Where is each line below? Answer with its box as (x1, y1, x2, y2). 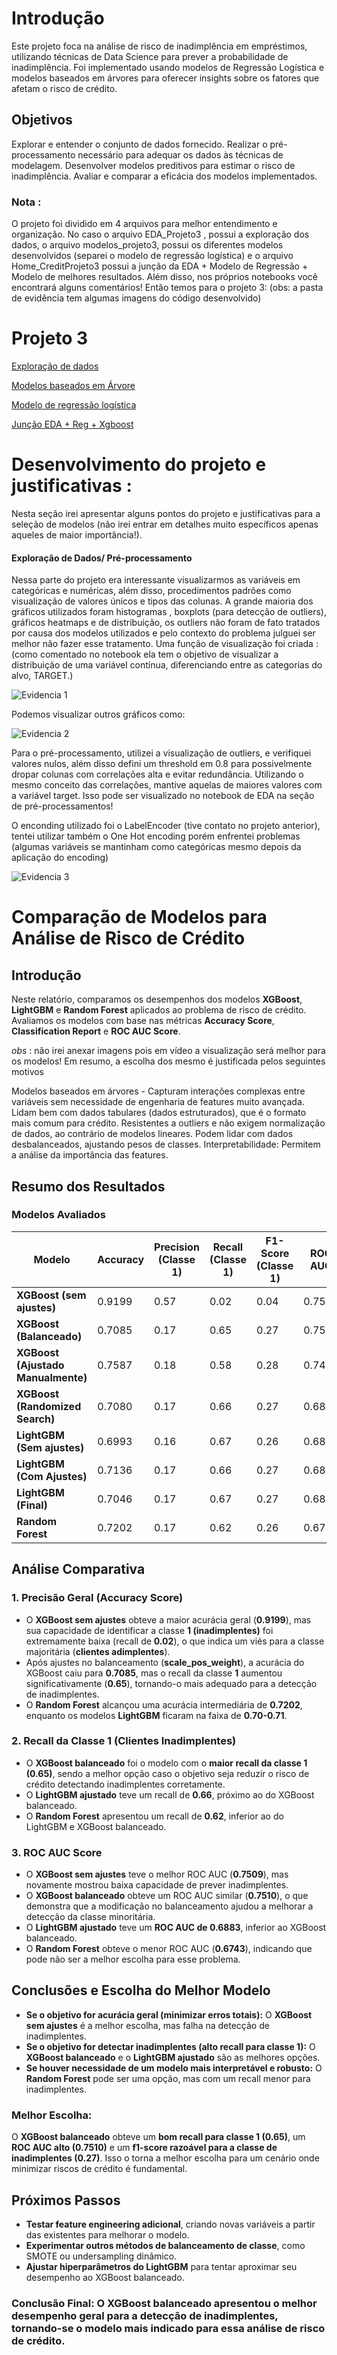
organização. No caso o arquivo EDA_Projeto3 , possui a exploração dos (11, 228, 310, 241)
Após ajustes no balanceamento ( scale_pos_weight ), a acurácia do (25, 1656, 305, 1668)
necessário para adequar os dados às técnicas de (77, 148, 284, 161)
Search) (16, 1412, 56, 1426)
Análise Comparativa (11, 1561, 146, 1578)
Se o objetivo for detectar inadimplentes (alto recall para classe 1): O (25, 2040, 316, 2052)
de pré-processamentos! (11, 800, 114, 812)
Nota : (11, 195, 42, 209)
